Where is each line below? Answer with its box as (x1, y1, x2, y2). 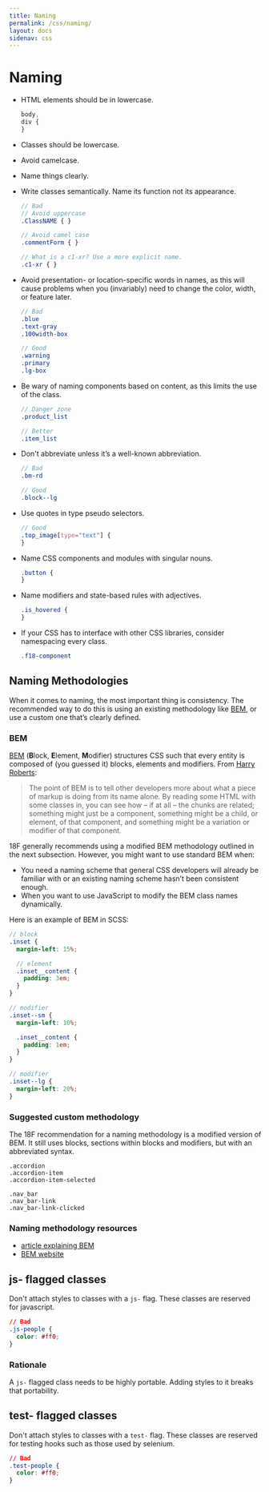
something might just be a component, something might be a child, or (28, 809, 259, 818)
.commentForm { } (20, 239, 79, 247)
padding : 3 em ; (23, 975, 70, 983)
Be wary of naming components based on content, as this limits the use (20, 381, 257, 391)
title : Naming (9, 11, 57, 20)
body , (20, 111, 39, 119)
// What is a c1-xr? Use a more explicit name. (20, 253, 183, 261)
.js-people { (9, 1325, 53, 1333)
